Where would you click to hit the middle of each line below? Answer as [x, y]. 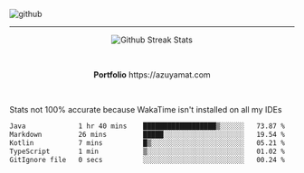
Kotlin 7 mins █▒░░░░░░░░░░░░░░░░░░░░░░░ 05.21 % [147, 143]
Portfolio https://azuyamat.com [152, 75]
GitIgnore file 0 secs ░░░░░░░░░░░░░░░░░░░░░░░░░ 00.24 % [147, 159]
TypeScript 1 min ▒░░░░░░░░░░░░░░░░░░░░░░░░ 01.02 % [147, 151]
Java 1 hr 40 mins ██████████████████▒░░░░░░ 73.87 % [147, 126]
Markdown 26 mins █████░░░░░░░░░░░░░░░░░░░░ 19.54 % [147, 134]
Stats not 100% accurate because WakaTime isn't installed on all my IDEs [146, 109]
